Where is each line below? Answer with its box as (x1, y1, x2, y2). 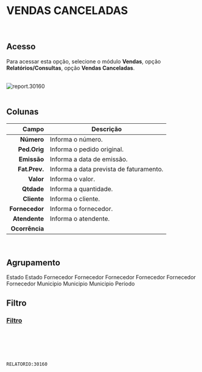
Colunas (6, 107, 39, 117)
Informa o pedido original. (49, 145, 124, 153)
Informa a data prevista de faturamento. (49, 165, 164, 173)
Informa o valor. (49, 174, 96, 183)
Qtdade (22, 184, 45, 193)
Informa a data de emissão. (49, 155, 128, 163)
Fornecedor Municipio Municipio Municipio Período (6, 280, 135, 287)
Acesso (6, 41, 36, 52)
